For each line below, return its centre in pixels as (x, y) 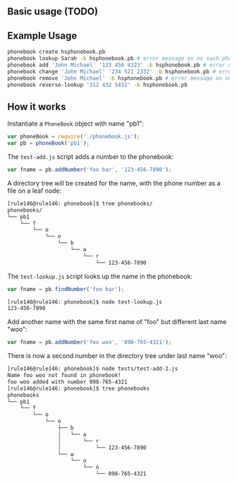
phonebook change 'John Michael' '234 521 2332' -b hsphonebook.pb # (112, 71)
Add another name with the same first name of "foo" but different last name (117, 322)
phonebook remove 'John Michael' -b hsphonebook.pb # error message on (115, 78)
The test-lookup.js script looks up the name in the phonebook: (100, 276)
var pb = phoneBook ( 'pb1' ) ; (49, 143)
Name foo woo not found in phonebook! (64, 376)
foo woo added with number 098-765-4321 (68, 382)
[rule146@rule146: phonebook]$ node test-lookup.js (85, 302)
